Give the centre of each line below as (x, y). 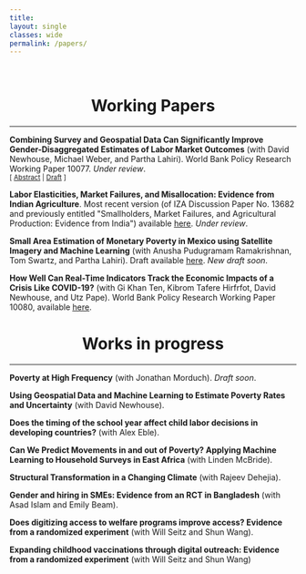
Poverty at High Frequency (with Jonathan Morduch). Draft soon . (133, 378)
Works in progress (153, 344)
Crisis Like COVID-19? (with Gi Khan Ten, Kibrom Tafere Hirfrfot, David (143, 288)
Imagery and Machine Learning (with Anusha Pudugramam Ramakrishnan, (151, 251)
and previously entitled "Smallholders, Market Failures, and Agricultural (143, 214)
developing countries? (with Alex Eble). (84, 433)
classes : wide (36, 35)
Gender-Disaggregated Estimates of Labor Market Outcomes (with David (149, 149)
